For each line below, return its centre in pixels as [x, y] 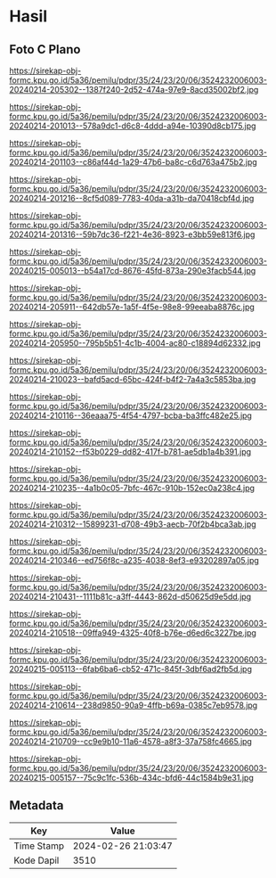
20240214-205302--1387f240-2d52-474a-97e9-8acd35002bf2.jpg [134, 90]
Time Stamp [39, 846]
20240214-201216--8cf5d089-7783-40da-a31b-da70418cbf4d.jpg [132, 198]
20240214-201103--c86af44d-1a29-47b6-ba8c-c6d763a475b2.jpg [134, 162]
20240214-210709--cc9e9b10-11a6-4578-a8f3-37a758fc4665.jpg [130, 741]
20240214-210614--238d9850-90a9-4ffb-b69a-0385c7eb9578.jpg [134, 705]
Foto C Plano [45, 49]
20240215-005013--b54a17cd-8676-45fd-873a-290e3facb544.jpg [133, 271]
